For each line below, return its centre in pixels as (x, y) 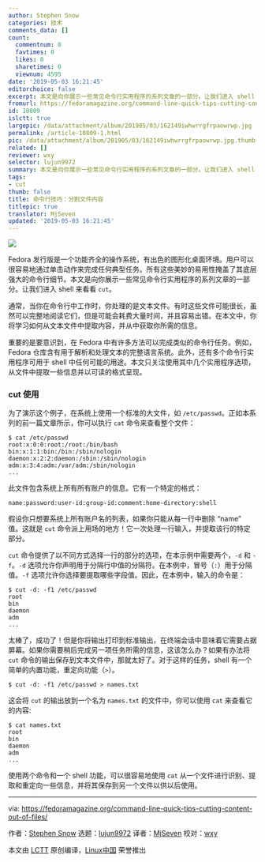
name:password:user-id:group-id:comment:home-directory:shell (112, 503)
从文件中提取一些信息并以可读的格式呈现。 (77, 372)
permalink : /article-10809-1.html (65, 133)
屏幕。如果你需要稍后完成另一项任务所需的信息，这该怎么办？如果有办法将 (129, 650)
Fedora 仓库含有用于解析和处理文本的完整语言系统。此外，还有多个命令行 (127, 352)
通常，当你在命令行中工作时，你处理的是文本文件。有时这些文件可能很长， (129, 306)
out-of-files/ (28, 817)
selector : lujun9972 (42, 163)
